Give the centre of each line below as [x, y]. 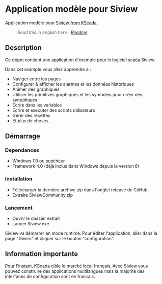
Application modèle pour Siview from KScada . [52, 23]
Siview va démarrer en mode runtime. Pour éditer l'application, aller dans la [81, 233]
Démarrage [23, 136]
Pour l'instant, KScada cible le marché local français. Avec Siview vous [77, 266]
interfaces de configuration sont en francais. [50, 276]
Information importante [42, 254]
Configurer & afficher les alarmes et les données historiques [73, 84]
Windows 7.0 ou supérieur [39, 161]
